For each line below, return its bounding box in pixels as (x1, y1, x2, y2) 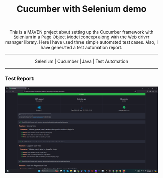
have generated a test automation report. (40, 44, 123, 50)
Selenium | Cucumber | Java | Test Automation (34, 58, 129, 64)
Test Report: (5, 75, 35, 82)
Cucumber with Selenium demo (16, 3, 147, 15)
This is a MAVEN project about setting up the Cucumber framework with (9, 29, 154, 35)
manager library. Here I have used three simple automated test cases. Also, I (5, 39, 158, 45)
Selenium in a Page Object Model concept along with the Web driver (13, 34, 150, 40)
